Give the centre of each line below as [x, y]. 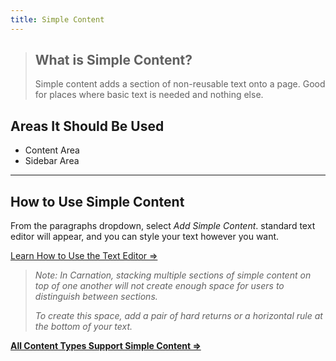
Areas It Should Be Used [87, 126]
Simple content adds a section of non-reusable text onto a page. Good [180, 84]
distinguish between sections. [96, 297]
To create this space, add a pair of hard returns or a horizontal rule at [178, 316]
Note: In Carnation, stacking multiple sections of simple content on [173, 275]
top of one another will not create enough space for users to [159, 286]
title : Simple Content [57, 19]
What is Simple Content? [113, 60]
